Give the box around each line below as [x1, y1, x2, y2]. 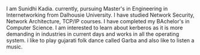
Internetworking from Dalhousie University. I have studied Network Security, [6, 11, 195, 19]
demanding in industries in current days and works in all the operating [6, 30, 180, 38]
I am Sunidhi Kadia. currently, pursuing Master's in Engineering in [6, 5, 168, 12]
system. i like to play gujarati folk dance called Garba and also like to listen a [6, 37, 195, 44]
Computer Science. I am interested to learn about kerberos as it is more [6, 24, 183, 31]
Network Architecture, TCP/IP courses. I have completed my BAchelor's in [6, 18, 190, 25]
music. [6, 43, 23, 50]
